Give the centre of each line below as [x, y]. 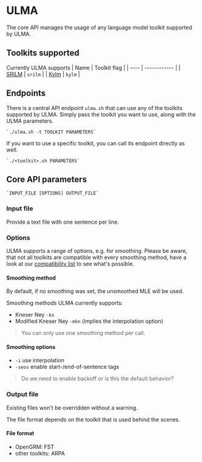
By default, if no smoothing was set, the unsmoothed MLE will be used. [95, 291]
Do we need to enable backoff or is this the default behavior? [97, 379]
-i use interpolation [40, 360]
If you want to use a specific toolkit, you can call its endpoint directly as [96, 143]
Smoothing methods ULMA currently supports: [65, 303]
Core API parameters [47, 179]
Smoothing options [31, 346]
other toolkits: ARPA [40, 453]
